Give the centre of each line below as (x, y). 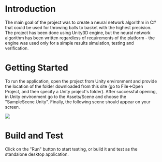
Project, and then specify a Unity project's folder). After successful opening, (81, 91)
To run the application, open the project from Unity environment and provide (81, 81)
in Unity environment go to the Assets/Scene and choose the (66, 97)
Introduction (30, 9)
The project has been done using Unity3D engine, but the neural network (78, 32)
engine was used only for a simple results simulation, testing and (69, 43)
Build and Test (34, 136)
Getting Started (37, 68)
